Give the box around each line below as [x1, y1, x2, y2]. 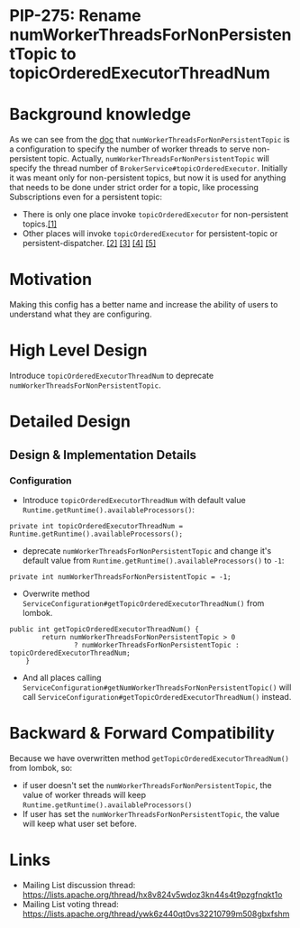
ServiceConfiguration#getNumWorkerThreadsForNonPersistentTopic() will [22, 682, 292, 693]
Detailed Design [9, 411, 131, 432]
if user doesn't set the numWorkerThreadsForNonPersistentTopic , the [22, 779, 272, 790]
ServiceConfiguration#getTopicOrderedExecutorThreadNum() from [22, 597, 265, 609]
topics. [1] [22, 218, 57, 230]
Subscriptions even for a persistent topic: [9, 191, 162, 203]
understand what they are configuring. [9, 308, 152, 320]
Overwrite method [22, 588, 90, 599]
